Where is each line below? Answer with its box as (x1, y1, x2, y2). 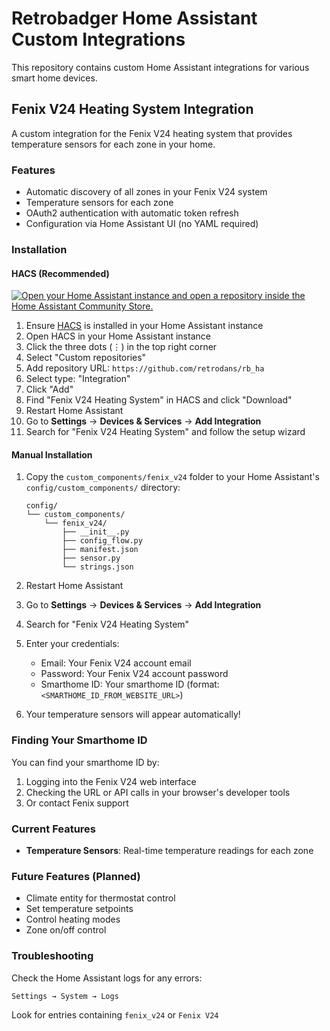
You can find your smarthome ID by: (11, 756, 160, 768)
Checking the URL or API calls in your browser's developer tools (25, 786, 291, 798)
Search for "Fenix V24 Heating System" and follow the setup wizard (25, 426, 306, 438)
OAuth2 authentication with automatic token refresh (25, 207, 239, 219)
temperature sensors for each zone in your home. (11, 138, 216, 150)
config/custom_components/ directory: (25, 482, 181, 494)
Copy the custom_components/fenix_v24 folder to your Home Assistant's (25, 471, 320, 483)
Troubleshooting (11, 949, 94, 963)
